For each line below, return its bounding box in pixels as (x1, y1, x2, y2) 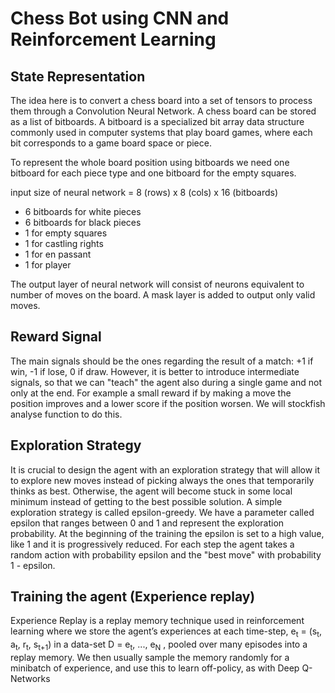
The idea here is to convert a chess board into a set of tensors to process (10, 95, 313, 106)
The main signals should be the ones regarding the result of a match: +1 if (10, 355, 314, 367)
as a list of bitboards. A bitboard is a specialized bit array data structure (10, 116, 305, 127)
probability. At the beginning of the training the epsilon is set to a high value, (10, 527, 325, 539)
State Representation (10, 68, 146, 85)
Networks (10, 673, 51, 685)
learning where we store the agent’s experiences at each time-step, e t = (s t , (10, 625, 323, 640)
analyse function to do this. (10, 408, 123, 420)
